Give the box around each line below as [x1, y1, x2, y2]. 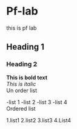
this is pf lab [6, 24, 37, 31]
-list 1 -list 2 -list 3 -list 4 [6, 98, 68, 105]
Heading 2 [6, 60, 38, 68]
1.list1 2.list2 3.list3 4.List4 [6, 116, 72, 124]
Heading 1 [6, 42, 44, 52]
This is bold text [6, 74, 47, 81]
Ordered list [6, 105, 36, 112]
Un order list [6, 87, 38, 94]
